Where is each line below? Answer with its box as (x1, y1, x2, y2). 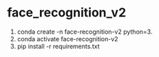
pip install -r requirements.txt (17, 42, 100, 50)
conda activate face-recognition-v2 (17, 34, 118, 43)
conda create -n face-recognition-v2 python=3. (17, 27, 153, 36)
